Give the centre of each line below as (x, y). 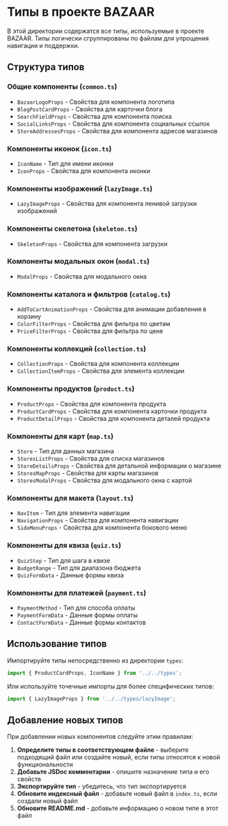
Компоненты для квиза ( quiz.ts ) (64, 545)
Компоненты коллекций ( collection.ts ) (77, 349)
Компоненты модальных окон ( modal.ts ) (78, 262)
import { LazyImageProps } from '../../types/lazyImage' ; (91, 699)
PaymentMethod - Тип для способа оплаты (76, 608)
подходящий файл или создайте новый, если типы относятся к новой (118, 757)
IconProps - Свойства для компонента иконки (84, 171)
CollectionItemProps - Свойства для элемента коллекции (101, 371)
